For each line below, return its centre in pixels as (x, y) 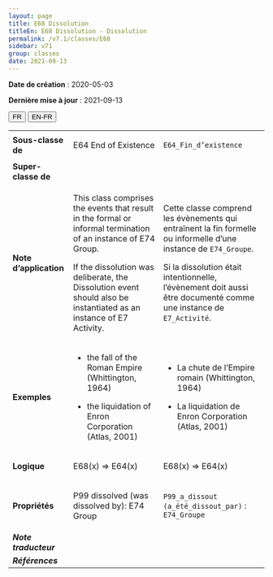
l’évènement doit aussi (206, 287)
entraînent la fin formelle (210, 228)
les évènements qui (200, 218)
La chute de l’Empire (216, 367)
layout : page (30, 16)
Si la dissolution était (202, 267)
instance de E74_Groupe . (208, 249)
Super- (27, 166)
